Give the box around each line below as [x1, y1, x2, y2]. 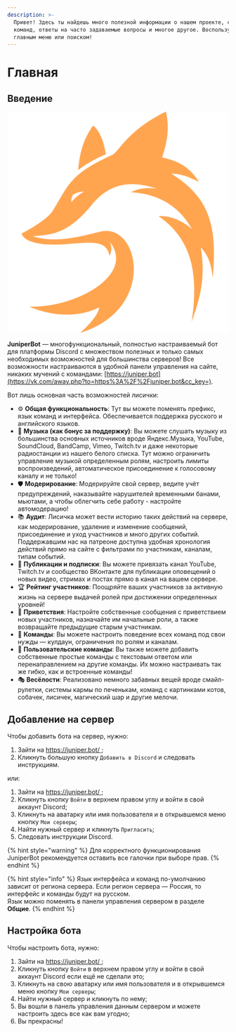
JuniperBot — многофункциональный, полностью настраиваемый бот [7, 340, 218, 348]
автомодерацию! [17, 504, 69, 513]
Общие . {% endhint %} [7, 905, 75, 913]
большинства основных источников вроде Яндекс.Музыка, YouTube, [17, 434, 225, 443]
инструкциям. [17, 761, 60, 769]
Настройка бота [7, 925, 81, 937]
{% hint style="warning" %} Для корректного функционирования [7, 847, 202, 855]
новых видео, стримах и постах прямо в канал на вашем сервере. [17, 575, 218, 583]
